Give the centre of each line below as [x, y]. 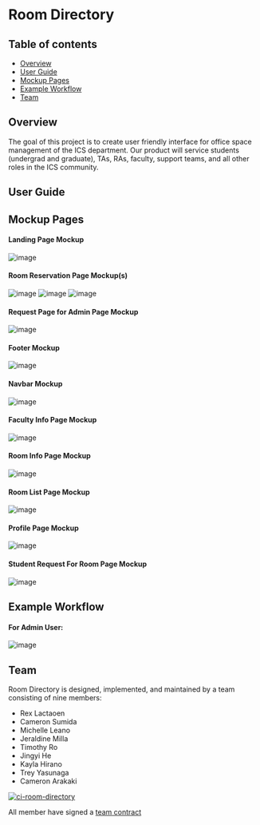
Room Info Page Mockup [50, 456]
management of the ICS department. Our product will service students [124, 150]
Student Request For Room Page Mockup [78, 564]
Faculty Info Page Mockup [53, 420]
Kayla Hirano [41, 764]
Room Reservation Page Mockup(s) [68, 276]
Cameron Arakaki [48, 781]
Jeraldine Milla [44, 739]
